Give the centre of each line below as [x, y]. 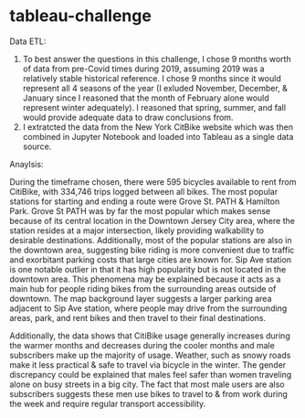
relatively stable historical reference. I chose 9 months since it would [152, 78]
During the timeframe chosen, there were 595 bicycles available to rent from [153, 182]
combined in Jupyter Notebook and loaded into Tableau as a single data [158, 136]
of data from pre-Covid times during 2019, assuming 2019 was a [143, 69]
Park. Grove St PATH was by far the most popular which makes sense [140, 210]
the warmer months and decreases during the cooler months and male [142, 345]
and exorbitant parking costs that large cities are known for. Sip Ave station [151, 259]
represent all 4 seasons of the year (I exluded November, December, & [155, 88]
